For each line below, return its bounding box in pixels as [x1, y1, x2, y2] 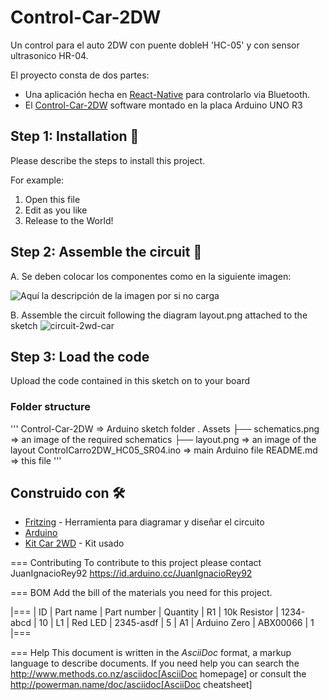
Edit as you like [24, 204, 88, 216]
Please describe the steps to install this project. [10, 154, 206, 166]
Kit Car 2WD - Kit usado [24, 537, 125, 550]
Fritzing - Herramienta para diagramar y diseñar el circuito [24, 516, 265, 528]
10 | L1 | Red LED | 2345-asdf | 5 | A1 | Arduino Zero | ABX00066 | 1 [38, 617, 315, 629]
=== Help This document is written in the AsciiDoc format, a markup [10, 647, 292, 659]
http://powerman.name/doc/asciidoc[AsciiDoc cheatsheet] [10, 679, 253, 691]
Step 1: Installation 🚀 [10, 128, 140, 145]
